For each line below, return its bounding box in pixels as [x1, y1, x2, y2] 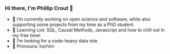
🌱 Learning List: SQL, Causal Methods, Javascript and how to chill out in [12, 27, 165, 33]
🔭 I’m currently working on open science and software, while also [12, 16, 151, 22]
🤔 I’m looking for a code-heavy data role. [12, 38, 99, 44]
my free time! [12, 33, 41, 39]
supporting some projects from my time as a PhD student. [12, 21, 135, 28]
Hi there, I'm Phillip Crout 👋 [5, 5, 73, 12]
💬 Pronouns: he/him [12, 43, 54, 49]
